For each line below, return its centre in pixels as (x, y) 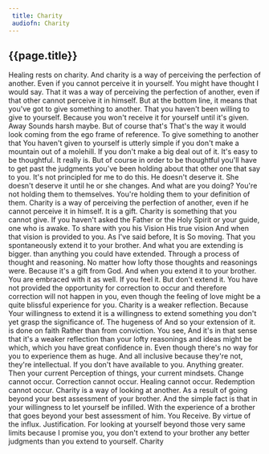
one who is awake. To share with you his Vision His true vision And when (129, 229)
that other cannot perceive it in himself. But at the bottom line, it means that (133, 100)
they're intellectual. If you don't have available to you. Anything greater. (126, 365)
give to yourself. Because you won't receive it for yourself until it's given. (128, 118)
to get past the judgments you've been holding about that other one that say (134, 168)
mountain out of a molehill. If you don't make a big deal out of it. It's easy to (133, 152)
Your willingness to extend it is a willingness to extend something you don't (132, 314)
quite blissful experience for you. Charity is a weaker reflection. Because (128, 305)
